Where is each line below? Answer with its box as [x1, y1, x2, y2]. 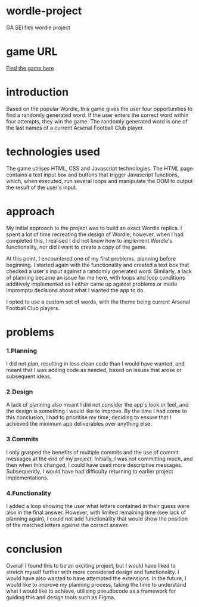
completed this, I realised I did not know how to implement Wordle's [6, 237, 173, 244]
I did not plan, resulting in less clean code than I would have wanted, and [6, 360, 185, 367]
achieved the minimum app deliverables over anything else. [6, 420, 152, 428]
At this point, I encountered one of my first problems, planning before [6, 255, 176, 262]
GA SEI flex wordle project [6, 24, 70, 31]
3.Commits [6, 435, 39, 444]
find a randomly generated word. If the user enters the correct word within [6, 112, 189, 119]
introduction [6, 85, 69, 99]
